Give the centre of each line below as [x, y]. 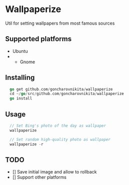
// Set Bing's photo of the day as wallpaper [58, 126]
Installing [20, 78]
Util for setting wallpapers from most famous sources [60, 23]
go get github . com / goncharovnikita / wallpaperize [61, 89]
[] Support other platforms [39, 177]
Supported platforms [38, 39]
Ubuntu [20, 51]
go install [21, 99]
